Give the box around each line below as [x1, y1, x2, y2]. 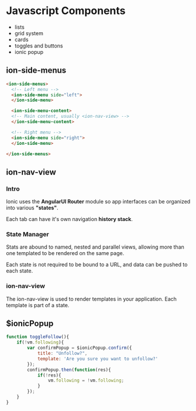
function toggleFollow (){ [6, 334, 69, 340]
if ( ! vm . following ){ [16, 339, 64, 345]
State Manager [6, 230, 49, 238]
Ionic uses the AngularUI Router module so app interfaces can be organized [6, 198, 191, 205]
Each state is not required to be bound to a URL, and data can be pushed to [6, 261, 188, 268]
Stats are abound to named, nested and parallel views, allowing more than [6, 243, 184, 250]
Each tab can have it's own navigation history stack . [6, 216, 133, 223]
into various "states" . [6, 204, 59, 212]
